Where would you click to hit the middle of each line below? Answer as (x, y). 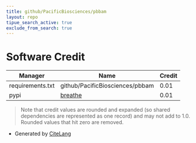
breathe (71, 95)
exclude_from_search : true (39, 28)
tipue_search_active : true (39, 22)
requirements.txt (32, 86)
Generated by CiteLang (43, 134)
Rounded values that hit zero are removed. (72, 122)
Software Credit (46, 57)
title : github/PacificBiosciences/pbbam (57, 11)
